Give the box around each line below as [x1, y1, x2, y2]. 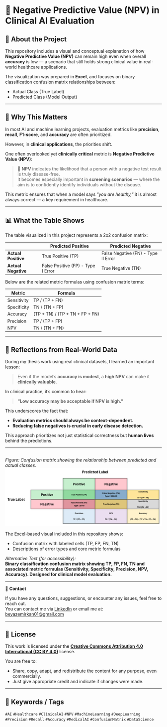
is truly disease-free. [17, 171, 60, 177]
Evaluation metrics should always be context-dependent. [12, 418, 134, 424]
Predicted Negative [110, 243, 151, 249]
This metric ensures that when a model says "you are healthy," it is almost [5, 191, 157, 197]
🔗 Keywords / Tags [5, 698, 65, 706]
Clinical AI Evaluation [5, 15, 95, 26]
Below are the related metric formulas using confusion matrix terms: [5, 279, 145, 285]
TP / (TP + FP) [33, 318, 63, 324]
